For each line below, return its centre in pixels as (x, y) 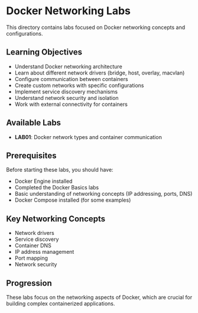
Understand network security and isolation (67, 98)
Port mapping (31, 258)
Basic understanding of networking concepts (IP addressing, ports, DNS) (103, 194)
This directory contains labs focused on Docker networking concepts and (96, 27)
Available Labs (33, 123)
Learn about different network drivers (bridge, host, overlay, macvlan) (100, 73)
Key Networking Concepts (56, 219)
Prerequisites (31, 155)
